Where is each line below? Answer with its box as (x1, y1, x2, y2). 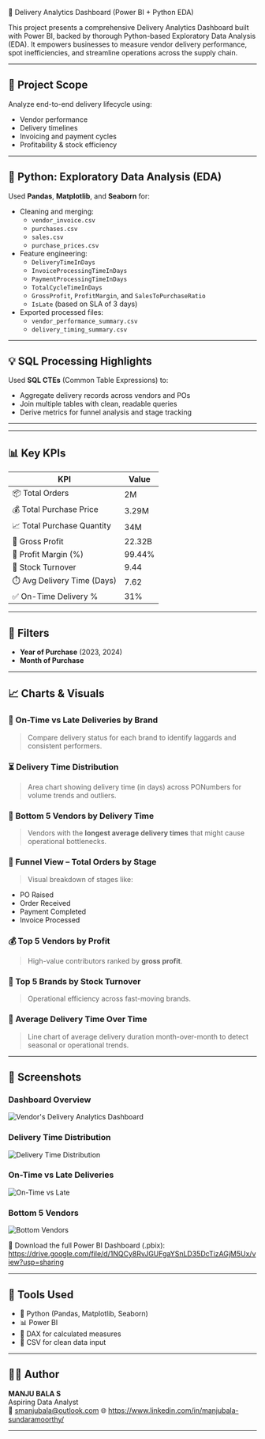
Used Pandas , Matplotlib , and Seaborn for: (8, 191, 150, 201)
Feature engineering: (19, 248, 88, 258)
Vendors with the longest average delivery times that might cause (27, 828, 245, 838)
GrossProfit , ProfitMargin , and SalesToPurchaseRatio (31, 290, 207, 300)
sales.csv (31, 233, 65, 241)
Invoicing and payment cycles (19, 131, 117, 141)
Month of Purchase (19, 656, 84, 665)
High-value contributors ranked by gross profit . (27, 956, 183, 965)
